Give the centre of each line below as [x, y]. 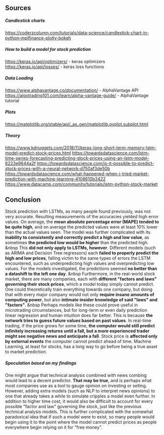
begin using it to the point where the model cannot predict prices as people [81, 422]
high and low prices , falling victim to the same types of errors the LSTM [78, 258]
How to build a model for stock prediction [48, 49]
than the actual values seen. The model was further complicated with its [78, 232]
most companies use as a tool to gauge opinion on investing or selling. [76, 386]
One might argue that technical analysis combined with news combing [76, 375]
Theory [13, 135]
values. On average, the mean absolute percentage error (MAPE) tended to [82, 222]
